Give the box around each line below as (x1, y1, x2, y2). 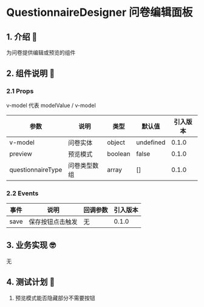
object (107, 138, 126, 147)
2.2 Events (6, 189, 39, 198)
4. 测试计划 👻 (6, 277, 55, 288)
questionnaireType (9, 165, 63, 174)
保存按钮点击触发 (29, 217, 78, 226)
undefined (136, 138, 166, 147)
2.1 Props (6, 87, 34, 95)
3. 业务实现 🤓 (6, 240, 56, 250)
